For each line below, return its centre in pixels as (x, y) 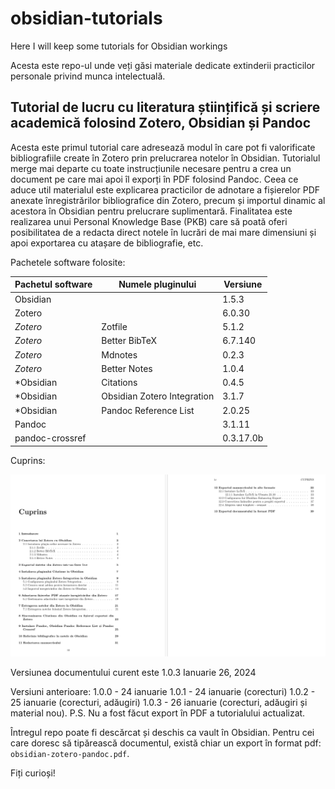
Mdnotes (119, 354)
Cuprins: (28, 460)
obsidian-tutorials (86, 18)
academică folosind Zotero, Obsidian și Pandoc (160, 123)
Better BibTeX (129, 341)
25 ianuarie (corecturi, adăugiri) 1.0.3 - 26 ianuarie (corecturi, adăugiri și (159, 703)
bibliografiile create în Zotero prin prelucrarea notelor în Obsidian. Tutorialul (165, 158)
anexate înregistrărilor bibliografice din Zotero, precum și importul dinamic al (168, 200)
